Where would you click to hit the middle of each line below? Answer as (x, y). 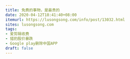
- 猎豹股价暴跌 (19, 39)
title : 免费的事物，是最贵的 (33, 10)
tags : (11, 29)
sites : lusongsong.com (30, 24)
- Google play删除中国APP (32, 44)
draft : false (19, 48)
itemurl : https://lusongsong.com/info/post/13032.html (65, 19)
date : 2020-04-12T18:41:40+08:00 (41, 15)
